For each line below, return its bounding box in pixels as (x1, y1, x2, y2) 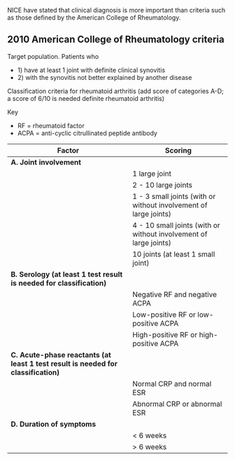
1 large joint (132, 168, 171, 178)
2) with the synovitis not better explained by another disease (17, 73, 192, 81)
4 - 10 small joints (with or (132, 220, 220, 230)
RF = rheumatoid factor (17, 121, 85, 130)
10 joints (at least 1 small (132, 249, 215, 259)
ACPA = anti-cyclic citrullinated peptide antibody (17, 129, 157, 137)
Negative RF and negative (132, 289, 218, 299)
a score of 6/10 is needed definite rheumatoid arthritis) (7, 94, 165, 102)
